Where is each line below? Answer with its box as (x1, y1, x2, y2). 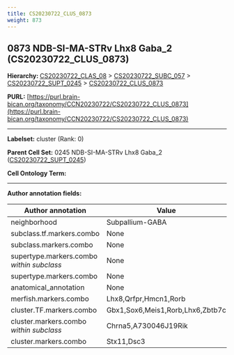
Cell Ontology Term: (7, 169, 67, 177)
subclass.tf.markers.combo (10, 229, 100, 239)
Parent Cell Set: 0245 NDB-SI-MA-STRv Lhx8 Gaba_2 (7, 148, 162, 157)
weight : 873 (7, 17, 42, 24)
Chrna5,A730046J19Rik (106, 321, 188, 331)
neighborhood (10, 217, 58, 227)
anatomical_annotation (10, 283, 85, 292)
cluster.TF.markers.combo (10, 306, 97, 315)
